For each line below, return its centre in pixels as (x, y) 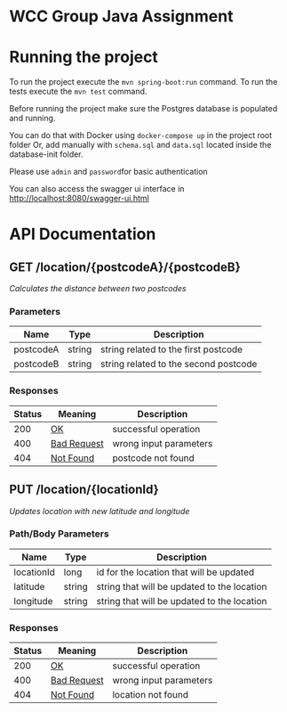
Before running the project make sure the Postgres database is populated (143, 109)
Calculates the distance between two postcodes (98, 289)
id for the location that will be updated (175, 572)
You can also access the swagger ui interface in (97, 189)
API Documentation (83, 234)
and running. (32, 119)
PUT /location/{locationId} (84, 490)
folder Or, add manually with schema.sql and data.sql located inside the (140, 145)
